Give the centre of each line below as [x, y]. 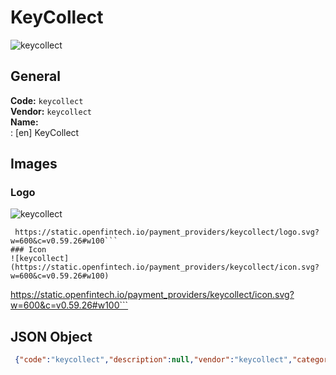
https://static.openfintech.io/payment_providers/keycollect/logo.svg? [167, 232]
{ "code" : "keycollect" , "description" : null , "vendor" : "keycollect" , [153, 360]
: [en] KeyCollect [45, 132]
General [36, 76]
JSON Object [51, 336]
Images [34, 164]
